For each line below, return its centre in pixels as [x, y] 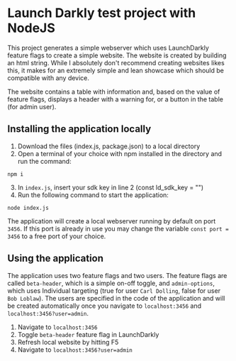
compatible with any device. [49, 78]
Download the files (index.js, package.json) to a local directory [109, 146]
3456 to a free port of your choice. [57, 236]
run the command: [45, 161]
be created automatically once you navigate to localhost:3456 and [105, 306]
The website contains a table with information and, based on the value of [114, 91]
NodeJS [31, 28]
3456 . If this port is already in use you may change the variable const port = [118, 228]
